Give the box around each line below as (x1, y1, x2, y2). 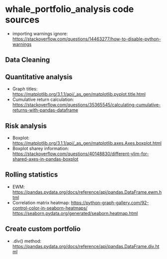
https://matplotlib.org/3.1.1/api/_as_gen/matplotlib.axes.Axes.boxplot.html (12, 140, 162, 146)
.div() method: (12, 238, 42, 244)
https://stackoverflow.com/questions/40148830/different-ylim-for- (12, 151, 149, 157)
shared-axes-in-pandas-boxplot (12, 156, 79, 162)
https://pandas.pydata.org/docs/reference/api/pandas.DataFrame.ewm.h (12, 189, 162, 195)
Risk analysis (5, 121, 47, 130)
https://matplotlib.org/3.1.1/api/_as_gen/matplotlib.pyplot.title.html (12, 91, 146, 97)
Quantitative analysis (5, 72, 73, 81)
